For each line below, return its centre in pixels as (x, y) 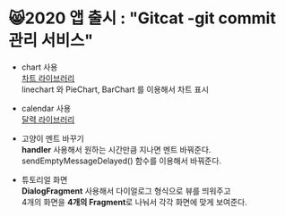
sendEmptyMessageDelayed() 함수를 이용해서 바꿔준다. (121, 161)
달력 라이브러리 (48, 119)
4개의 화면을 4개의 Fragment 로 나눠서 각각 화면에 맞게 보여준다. (134, 202)
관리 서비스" (51, 41)
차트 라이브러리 (48, 78)
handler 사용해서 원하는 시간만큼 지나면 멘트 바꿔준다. (116, 149)
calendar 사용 (46, 108)
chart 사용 (39, 67)
